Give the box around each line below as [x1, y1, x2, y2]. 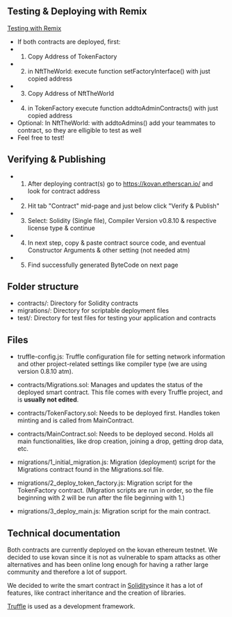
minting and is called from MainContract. [17, 416, 134, 425]
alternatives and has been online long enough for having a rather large [7, 561, 208, 569]
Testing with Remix [7, 24, 62, 32]
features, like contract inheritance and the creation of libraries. [7, 589, 186, 597]
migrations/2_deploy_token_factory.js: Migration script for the [17, 479, 193, 487]
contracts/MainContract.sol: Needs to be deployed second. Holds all [17, 430, 214, 438]
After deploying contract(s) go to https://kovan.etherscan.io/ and [27, 179, 213, 188]
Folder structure [7, 281, 79, 293]
